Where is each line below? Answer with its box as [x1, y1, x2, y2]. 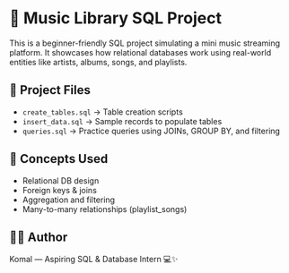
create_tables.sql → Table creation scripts [22, 107, 184, 117]
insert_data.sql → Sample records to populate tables [22, 115, 223, 126]
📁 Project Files [9, 82, 92, 98]
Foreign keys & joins [22, 184, 97, 195]
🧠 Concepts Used [9, 151, 109, 166]
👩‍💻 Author [9, 229, 68, 244]
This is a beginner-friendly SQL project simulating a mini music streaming [9, 38, 281, 48]
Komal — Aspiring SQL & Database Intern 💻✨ [9, 254, 179, 265]
